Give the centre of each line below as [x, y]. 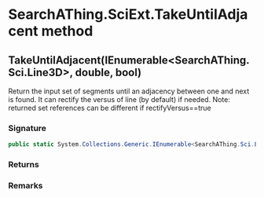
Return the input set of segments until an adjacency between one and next [129, 91]
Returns [24, 165]
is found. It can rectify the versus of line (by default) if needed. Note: [119, 99]
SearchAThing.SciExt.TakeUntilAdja [128, 15]
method [67, 31]
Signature [27, 128]
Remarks [26, 186]
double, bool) [108, 72]
